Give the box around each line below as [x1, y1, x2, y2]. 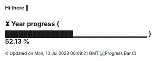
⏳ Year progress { [5, 20, 60, 28]
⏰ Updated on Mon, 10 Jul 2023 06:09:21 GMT [5, 50, 99, 56]
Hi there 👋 [5, 4, 29, 11]
